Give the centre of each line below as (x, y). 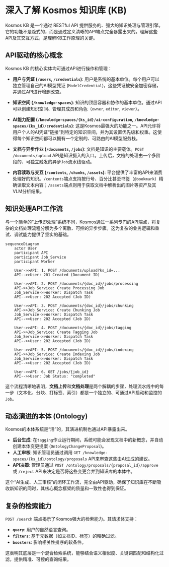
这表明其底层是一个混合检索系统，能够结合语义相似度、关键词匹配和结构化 (82, 553)
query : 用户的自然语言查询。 (41, 530)
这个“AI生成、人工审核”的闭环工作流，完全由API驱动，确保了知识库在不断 (81, 482)
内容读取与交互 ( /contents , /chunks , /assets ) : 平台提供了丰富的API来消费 (87, 172)
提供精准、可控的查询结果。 (43, 559)
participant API (31, 253)
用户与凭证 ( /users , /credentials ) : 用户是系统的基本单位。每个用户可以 (86, 79)
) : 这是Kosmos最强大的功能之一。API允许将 (116, 125)
